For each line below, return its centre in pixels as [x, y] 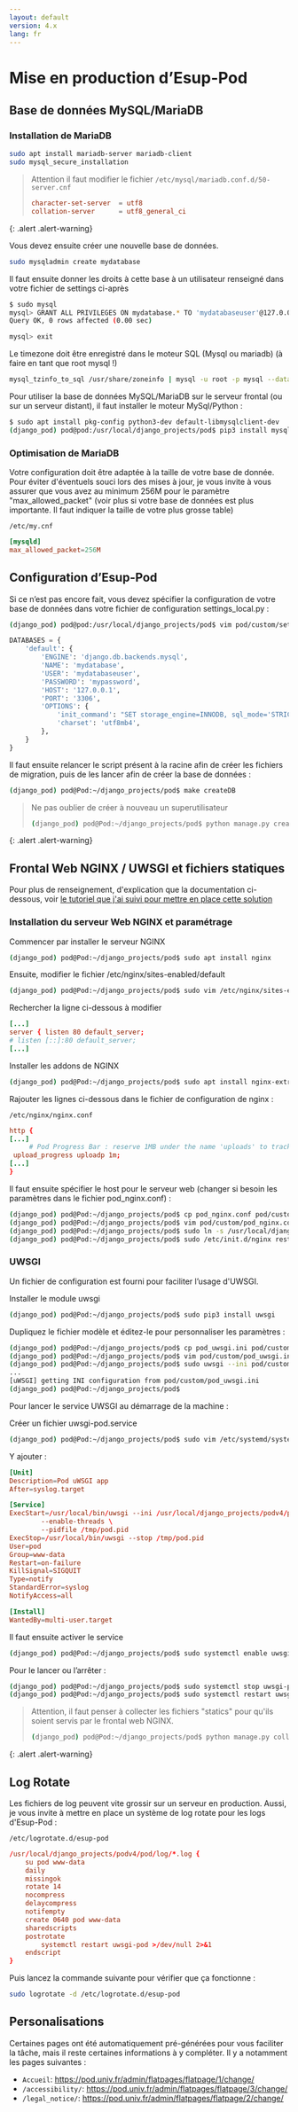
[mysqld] [25, 542]
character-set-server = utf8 [87, 203]
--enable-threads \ [77, 1521]
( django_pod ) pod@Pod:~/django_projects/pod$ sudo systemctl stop [134, 1686]
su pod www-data [55, 1862]
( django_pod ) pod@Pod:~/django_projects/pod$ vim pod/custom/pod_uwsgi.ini [152, 1356]
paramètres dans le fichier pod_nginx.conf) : [90, 1198]
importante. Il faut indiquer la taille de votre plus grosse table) [122, 510]
